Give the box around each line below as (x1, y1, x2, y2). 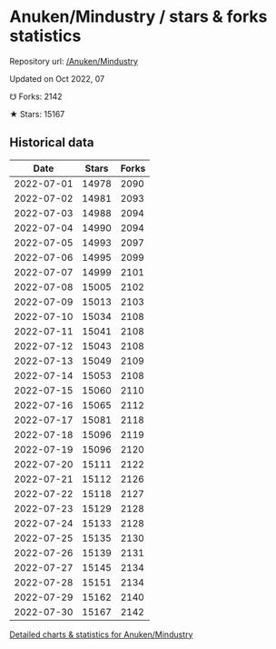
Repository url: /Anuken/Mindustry (9, 55, 139, 66)
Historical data (9, 135, 94, 151)
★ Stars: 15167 (9, 108, 65, 119)
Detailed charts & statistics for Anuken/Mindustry (9, 629, 193, 640)
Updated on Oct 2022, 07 (9, 73, 105, 84)
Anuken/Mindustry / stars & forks (9, 6, 268, 27)
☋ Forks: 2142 (9, 91, 63, 102)
